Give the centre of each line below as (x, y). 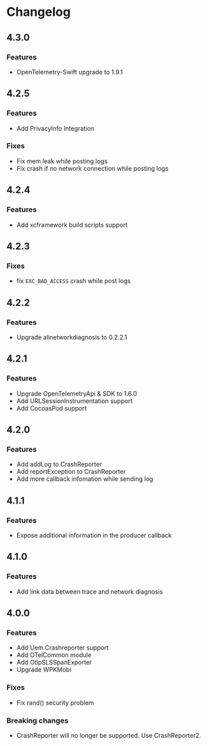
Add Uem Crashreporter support (63, 647)
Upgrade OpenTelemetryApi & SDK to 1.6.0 (76, 393)
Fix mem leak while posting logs (62, 161)
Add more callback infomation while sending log (85, 479)
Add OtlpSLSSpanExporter (54, 663)
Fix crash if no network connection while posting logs (92, 168)
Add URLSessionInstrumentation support (74, 401)
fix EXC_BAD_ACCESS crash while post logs (74, 281)
